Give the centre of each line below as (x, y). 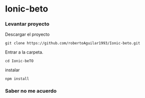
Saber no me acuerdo (31, 91)
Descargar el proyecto (27, 34)
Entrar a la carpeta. (24, 52)
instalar (13, 70)
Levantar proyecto (27, 24)
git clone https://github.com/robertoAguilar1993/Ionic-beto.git (72, 43)
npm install (17, 79)
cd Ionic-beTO (19, 61)
